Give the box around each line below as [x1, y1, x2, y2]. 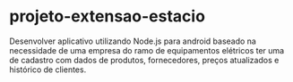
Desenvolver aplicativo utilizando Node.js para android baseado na [9, 36, 257, 46]
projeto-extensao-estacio [9, 6, 206, 27]
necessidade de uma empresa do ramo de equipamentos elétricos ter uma [9, 45, 285, 55]
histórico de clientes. [9, 64, 87, 75]
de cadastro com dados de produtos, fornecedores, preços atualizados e [9, 54, 280, 65]
